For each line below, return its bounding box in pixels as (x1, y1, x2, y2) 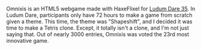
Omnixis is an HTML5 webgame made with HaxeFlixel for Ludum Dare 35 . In (6, 5, 196, 12)
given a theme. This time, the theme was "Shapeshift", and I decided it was (6, 18, 193, 25)
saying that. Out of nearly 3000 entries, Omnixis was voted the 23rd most (6, 31, 190, 38)
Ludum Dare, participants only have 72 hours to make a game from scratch (6, 11, 193, 19)
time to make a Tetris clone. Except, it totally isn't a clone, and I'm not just (6, 24, 189, 31)
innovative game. (6, 37, 49, 44)
